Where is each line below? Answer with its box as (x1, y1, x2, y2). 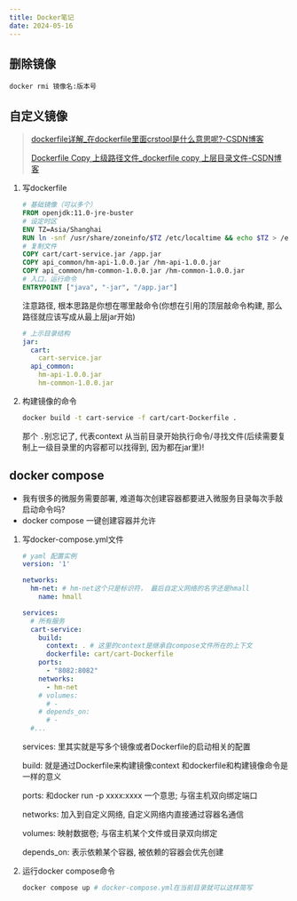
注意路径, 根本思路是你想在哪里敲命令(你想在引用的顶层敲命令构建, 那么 (21, 299, 283, 311)
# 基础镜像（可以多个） (21, 201, 98, 210)
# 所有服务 (30, 617, 65, 626)
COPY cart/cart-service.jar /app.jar (21, 250, 162, 259)
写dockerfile (21, 183, 67, 194)
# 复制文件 (21, 242, 58, 251)
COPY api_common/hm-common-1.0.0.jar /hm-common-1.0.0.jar (21, 267, 246, 275)
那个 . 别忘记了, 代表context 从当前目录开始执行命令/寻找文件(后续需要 (21, 430, 278, 441)
